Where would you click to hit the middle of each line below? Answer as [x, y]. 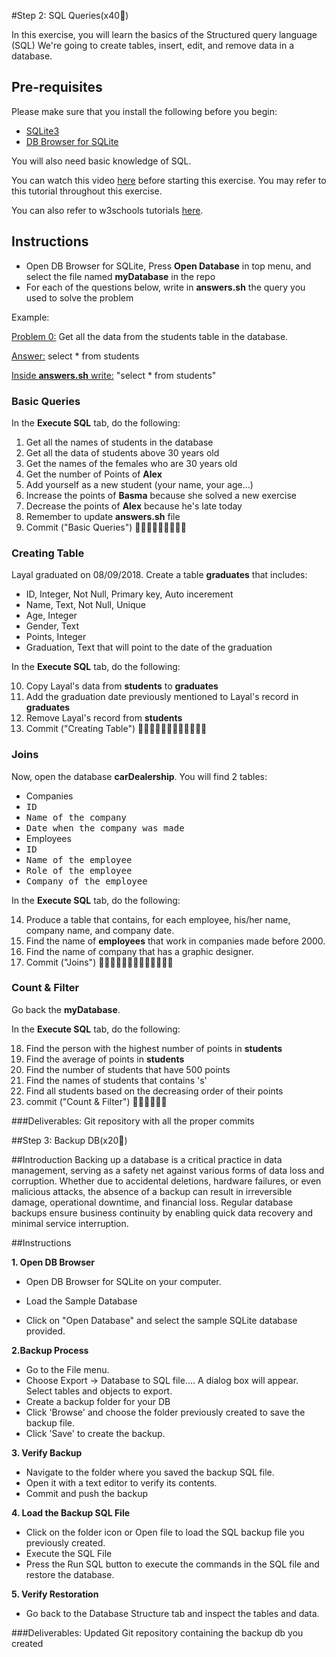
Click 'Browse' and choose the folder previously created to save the [165, 1412]
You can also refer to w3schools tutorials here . [107, 210]
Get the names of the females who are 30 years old [131, 463]
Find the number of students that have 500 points [128, 1069]
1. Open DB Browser [53, 1262]
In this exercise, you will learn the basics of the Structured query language [164, 34]
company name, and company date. [100, 930]
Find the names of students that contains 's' [116, 1080]
